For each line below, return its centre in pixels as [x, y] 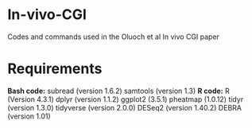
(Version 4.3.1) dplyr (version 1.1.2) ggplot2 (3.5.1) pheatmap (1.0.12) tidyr [126, 99]
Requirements [55, 69]
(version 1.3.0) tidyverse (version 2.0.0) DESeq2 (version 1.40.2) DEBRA [124, 107]
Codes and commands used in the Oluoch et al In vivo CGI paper [114, 37]
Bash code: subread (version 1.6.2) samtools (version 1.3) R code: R [118, 91]
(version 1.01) [29, 116]
